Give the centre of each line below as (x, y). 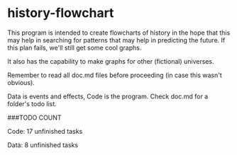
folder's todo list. (32, 103)
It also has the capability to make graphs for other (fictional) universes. (111, 61)
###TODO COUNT (34, 117)
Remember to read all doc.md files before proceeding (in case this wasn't (115, 75)
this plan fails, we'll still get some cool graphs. (75, 47)
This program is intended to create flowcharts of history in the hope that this (119, 33)
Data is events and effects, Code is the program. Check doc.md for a (108, 96)
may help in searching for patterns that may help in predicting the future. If (116, 40)
